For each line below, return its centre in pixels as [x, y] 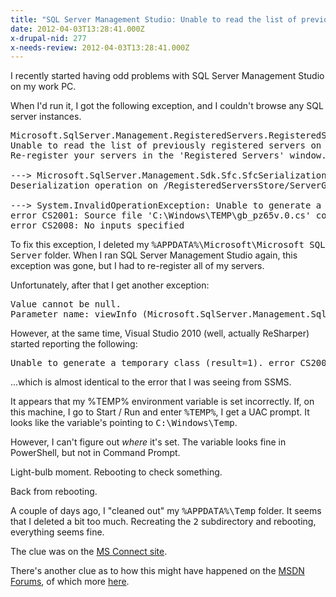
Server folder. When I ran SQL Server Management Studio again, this [154, 255]
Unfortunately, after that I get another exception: [110, 285]
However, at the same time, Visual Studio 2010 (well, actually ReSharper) [160, 333]
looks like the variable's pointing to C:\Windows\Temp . [124, 423]
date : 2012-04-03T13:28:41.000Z [77, 29]
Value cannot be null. [66, 304]
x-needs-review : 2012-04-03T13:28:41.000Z [100, 47]
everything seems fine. [57, 532]
